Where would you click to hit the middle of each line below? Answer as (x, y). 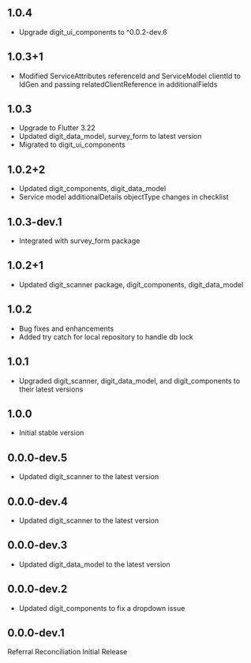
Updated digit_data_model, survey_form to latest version (110, 137)
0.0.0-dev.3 (37, 545)
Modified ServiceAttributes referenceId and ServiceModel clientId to (130, 76)
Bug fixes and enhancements (66, 328)
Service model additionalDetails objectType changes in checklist (124, 197)
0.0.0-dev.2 (37, 589)
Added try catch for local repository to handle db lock (106, 337)
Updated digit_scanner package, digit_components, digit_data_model (131, 284)
